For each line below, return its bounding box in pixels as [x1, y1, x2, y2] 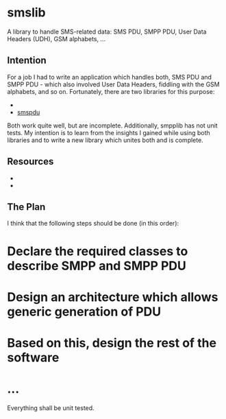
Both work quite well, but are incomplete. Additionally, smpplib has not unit [7, 121, 218, 130]
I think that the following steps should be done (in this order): [7, 219, 179, 228]
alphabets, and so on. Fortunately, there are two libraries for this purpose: [7, 87, 215, 95]
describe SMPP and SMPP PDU [7, 258, 187, 274]
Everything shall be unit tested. [7, 403, 95, 412]
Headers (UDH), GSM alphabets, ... [7, 34, 106, 43]
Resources [7, 156, 54, 167]
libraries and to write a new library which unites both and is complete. [7, 136, 203, 144]
